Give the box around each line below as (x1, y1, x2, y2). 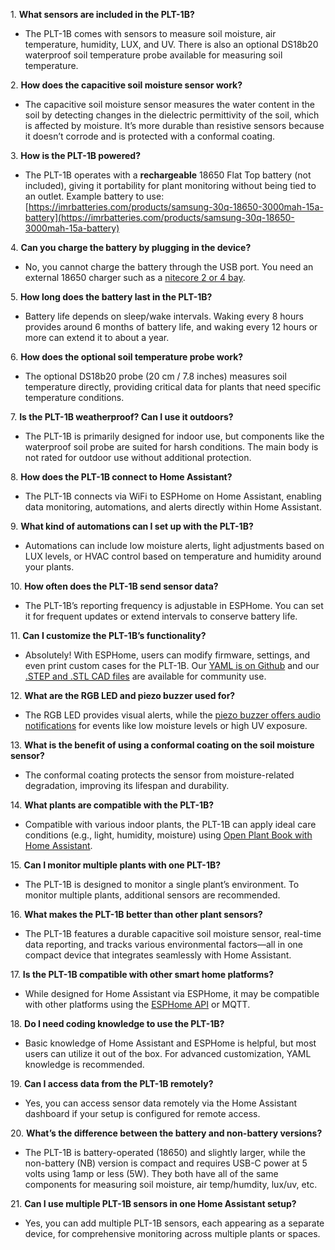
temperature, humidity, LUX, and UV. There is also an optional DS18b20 (24, 39, 319, 50)
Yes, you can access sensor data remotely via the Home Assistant (24, 1097, 298, 1109)
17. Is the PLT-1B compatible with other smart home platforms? (10, 969, 274, 980)
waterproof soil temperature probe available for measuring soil (24, 49, 283, 61)
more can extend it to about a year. (24, 332, 170, 343)
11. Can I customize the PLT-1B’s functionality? (10, 630, 207, 641)
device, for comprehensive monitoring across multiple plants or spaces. (24, 1228, 321, 1239)
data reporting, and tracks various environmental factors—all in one (24, 939, 304, 950)
